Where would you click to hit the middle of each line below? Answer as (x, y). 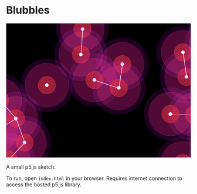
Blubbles (28, 10)
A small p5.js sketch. (31, 167)
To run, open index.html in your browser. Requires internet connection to (94, 178)
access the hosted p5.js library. (44, 184)
